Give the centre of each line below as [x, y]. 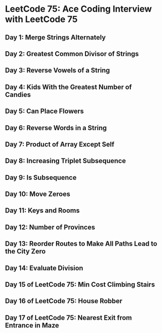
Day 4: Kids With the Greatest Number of [69, 87]
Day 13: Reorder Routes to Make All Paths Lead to [81, 244]
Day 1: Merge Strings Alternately [55, 37]
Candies [18, 94]
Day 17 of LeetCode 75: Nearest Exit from [69, 318]
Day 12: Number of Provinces [50, 227]
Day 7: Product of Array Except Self [60, 144]
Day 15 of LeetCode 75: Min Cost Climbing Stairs [80, 284]
